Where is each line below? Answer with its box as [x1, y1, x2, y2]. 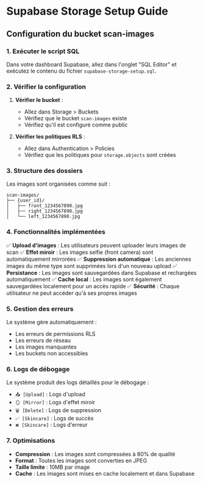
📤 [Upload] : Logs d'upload [15, 391, 85, 398]
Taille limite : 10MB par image [15, 463, 90, 471]
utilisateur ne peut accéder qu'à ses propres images [6, 289, 137, 297]
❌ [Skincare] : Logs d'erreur [15, 421, 88, 429]
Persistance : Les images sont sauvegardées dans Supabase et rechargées [6, 269, 197, 276]
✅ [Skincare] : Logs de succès [15, 415, 94, 422]
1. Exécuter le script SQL [6, 47, 80, 56]
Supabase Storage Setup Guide [6, 4, 169, 18]
